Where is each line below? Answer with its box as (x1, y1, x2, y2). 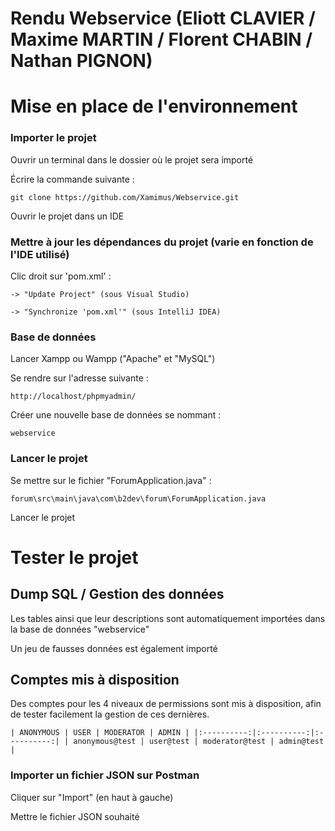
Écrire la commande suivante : (10, 173, 135, 185)
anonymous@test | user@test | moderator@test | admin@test (73, 737, 325, 747)
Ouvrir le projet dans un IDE (10, 210, 125, 222)
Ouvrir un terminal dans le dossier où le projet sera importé (10, 153, 254, 166)
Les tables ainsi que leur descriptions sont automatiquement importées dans (10, 612, 326, 624)
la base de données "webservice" (10, 623, 150, 635)
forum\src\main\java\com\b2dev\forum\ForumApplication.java (10, 493, 267, 504)
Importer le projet (10, 131, 97, 145)
